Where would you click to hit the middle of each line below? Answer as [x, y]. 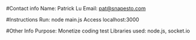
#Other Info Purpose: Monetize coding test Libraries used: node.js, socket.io [98, 31]
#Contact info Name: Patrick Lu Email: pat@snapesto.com [76, 8]
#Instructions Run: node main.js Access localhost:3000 [73, 19]
